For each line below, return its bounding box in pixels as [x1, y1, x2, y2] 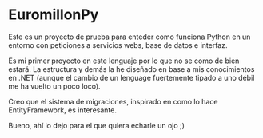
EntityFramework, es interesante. [8, 105, 118, 115]
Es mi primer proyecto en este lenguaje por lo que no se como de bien [8, 56, 240, 65]
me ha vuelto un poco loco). [8, 81, 102, 91]
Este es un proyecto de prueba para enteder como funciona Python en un [8, 32, 251, 41]
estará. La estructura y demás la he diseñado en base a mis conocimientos [8, 64, 255, 73]
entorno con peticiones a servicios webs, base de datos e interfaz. [8, 40, 228, 49]
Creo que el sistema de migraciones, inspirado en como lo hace [8, 97, 218, 106]
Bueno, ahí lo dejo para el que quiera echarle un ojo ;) [8, 120, 185, 130]
